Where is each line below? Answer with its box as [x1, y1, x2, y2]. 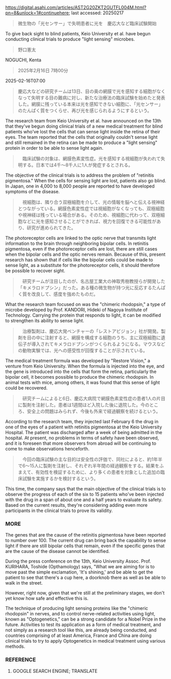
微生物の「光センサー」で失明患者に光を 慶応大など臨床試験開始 [17, 20, 157, 26]
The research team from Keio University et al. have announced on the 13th [5, 118, 162, 124]
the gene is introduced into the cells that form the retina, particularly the [5, 368, 157, 375]
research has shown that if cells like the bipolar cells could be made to [5, 257, 153, 263]
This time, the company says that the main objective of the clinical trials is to [5, 486, 166, 491]
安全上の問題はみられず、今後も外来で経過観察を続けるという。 [27, 408, 161, 414]
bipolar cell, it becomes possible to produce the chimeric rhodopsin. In [5, 374, 154, 380]
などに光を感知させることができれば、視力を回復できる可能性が [22, 218, 157, 224]
